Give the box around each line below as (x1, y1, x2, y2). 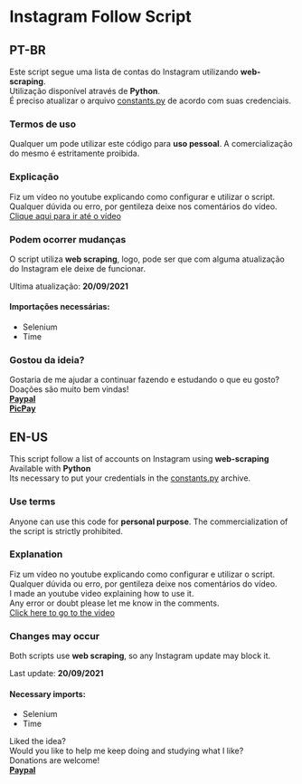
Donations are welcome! (9, 755, 100, 766)
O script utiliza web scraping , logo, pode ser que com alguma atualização (9, 253, 285, 264)
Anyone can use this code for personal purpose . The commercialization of (9, 516, 288, 527)
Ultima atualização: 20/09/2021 (9, 281, 129, 292)
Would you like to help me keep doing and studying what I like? (9, 745, 244, 757)
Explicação (9, 170, 60, 183)
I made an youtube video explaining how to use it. (9, 588, 194, 598)
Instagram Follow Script (9, 6, 192, 27)
